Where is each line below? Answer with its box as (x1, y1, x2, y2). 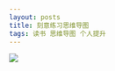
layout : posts (9, 12, 61, 22)
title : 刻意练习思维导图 (9, 21, 90, 30)
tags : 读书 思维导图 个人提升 (9, 29, 107, 38)
